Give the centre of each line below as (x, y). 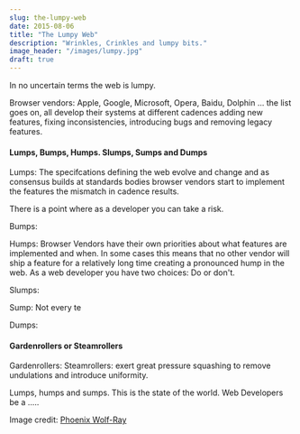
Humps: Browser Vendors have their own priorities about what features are (148, 244)
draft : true (32, 60)
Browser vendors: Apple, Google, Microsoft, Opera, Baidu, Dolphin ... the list (150, 103)
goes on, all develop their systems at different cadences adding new (136, 112)
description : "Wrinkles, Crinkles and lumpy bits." (108, 43)
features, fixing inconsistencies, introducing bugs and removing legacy (141, 122)
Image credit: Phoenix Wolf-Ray (68, 420)
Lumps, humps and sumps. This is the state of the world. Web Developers (146, 392)
